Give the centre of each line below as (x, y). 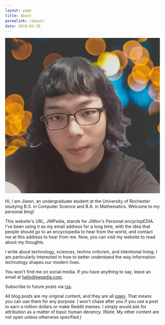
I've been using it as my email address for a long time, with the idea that (78, 226)
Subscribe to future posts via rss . (39, 287)
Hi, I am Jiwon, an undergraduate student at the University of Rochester (78, 201)
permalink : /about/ (25, 21)
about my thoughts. (25, 242)
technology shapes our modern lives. (43, 262)
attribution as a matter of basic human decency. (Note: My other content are (82, 312)
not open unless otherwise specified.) (43, 317)
